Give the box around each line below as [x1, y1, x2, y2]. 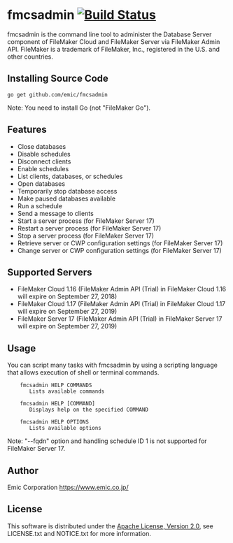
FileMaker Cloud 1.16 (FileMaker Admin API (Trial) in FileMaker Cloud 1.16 [17, 285, 227, 294]
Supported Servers [7, 266, 92, 278]
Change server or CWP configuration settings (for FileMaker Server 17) [17, 246, 222, 254]
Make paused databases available [17, 194, 116, 203]
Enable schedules [17, 164, 69, 173]
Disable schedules [17, 150, 71, 158]
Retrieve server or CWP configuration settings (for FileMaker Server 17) [17, 238, 223, 247]
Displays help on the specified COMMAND [29, 406, 149, 414]
